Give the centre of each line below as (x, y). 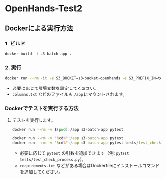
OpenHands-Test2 (44, 9)
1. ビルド (15, 44)
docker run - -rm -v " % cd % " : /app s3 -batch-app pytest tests (74, 143)
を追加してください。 (41, 172)
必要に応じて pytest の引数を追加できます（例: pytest (74, 153)
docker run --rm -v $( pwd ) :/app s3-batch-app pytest (68, 130)
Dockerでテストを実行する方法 (42, 108)
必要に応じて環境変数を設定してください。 (55, 88)
